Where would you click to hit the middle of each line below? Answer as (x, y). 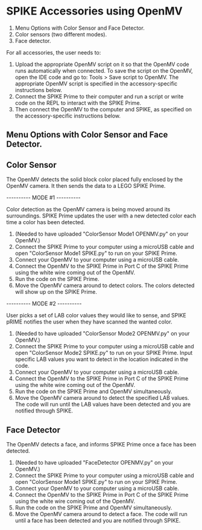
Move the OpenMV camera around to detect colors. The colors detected (105, 285)
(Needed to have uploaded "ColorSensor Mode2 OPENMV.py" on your (102, 334)
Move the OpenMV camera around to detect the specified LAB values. (102, 398)
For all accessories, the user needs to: (54, 52)
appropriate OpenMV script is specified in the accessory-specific (96, 84)
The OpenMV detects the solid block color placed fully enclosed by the (94, 179)
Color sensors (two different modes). (61, 34)
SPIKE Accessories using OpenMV (94, 11)
